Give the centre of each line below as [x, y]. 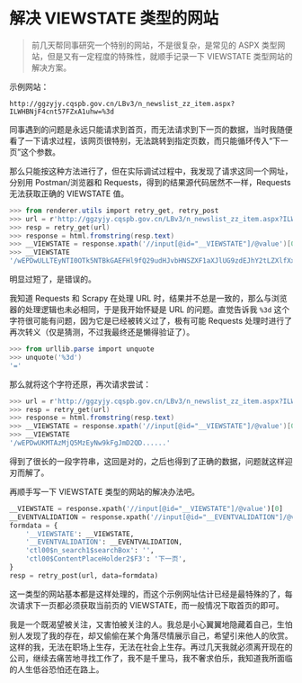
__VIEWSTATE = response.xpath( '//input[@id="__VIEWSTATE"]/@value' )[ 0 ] [146, 508]
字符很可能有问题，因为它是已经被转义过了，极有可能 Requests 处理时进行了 [151, 321]
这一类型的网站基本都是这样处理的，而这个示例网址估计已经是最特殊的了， [147, 594]
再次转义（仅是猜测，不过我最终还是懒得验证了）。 [102, 332]
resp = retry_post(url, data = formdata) [84, 575]
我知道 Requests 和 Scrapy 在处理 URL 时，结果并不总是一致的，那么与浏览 [148, 299]
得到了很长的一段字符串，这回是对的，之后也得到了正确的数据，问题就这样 [147, 461]
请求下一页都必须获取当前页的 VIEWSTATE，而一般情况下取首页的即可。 [151, 605]
